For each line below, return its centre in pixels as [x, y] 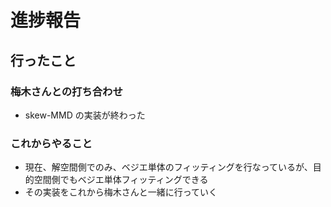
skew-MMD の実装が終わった [85, 115]
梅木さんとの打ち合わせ [66, 91]
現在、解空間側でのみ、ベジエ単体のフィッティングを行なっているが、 [168, 167]
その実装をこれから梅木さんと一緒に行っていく [121, 192]
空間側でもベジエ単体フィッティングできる [121, 180]
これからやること [51, 143]
